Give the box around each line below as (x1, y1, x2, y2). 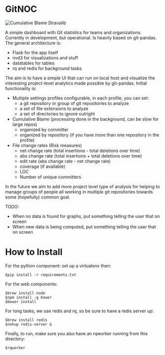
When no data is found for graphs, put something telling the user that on (12, 213, 160, 219)
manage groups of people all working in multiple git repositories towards (5, 189, 153, 195)
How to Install (5, 247, 63, 258)
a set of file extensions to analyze (19, 105, 89, 111)
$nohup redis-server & (5, 322, 52, 327)
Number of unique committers (19, 174, 82, 180)
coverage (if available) (19, 163, 65, 169)
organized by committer (19, 126, 69, 132)
